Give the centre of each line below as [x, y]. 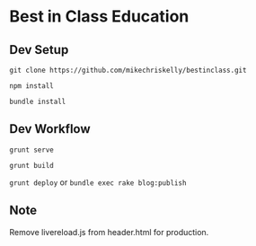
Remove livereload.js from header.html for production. [109, 232]
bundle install [38, 101]
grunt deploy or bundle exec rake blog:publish [98, 182]
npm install [31, 86]
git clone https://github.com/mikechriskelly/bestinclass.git [128, 70]
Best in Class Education [99, 17]
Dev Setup [39, 50]
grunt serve [31, 150]
